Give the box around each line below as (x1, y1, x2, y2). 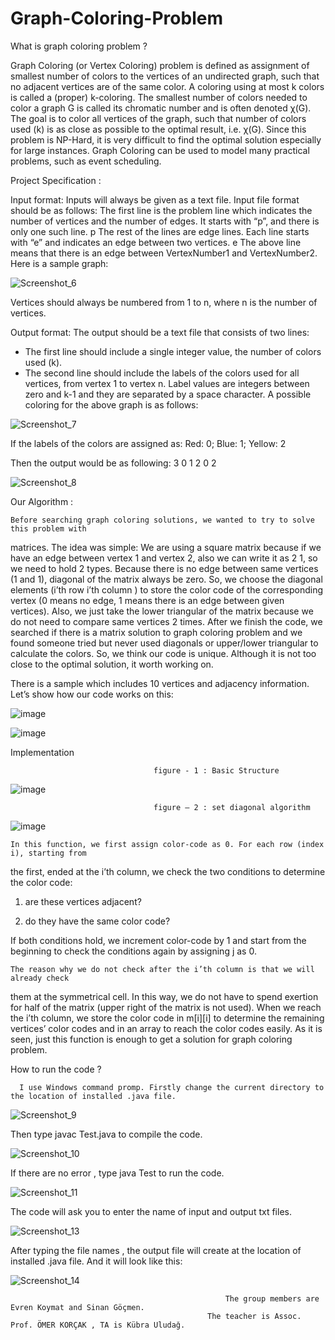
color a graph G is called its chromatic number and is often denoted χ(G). (10, 102, 312, 114)
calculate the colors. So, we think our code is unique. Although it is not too (10, 647, 317, 659)
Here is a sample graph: (10, 257, 109, 269)
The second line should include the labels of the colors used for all (24, 367, 300, 379)
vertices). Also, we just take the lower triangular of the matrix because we (10, 605, 314, 617)
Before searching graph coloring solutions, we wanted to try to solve (10, 515, 315, 525)
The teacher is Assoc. (207, 1311, 302, 1321)
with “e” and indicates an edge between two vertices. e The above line (10, 236, 302, 248)
